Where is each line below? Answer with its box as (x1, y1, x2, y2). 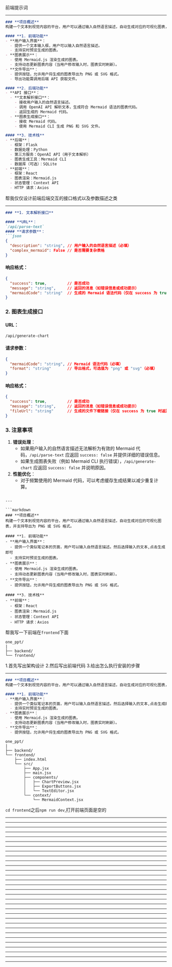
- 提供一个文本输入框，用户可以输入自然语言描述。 (10, 43, 102, 48)
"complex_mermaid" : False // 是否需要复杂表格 (10, 248, 105, 253)
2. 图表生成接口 (5, 308, 44, 315)
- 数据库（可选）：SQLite (10, 161, 57, 166)
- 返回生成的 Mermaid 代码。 (14, 109, 71, 114)
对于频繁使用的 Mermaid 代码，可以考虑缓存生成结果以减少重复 (20, 478, 154, 484)
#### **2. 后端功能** (5, 85, 49, 91)
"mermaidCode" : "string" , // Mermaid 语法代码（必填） (10, 361, 123, 367)
